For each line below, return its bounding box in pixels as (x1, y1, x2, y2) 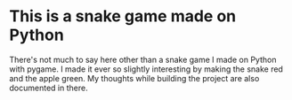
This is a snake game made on (9, 6, 237, 27)
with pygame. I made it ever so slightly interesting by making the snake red (9, 64, 283, 74)
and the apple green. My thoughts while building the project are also (9, 73, 260, 83)
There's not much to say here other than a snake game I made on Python (9, 54, 277, 65)
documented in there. (9, 82, 88, 93)
